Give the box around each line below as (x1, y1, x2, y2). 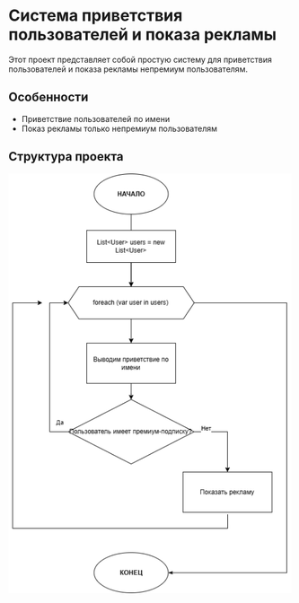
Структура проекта (8, 149, 124, 164)
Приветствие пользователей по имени (21, 113, 171, 124)
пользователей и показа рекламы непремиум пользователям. (8, 64, 249, 74)
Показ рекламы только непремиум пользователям (21, 123, 217, 134)
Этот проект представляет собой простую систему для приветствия (8, 54, 273, 65)
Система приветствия (8, 5, 183, 26)
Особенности (8, 90, 89, 105)
